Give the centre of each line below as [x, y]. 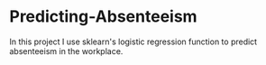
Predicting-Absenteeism [103, 17]
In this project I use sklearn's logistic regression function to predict [133, 42]
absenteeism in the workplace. [66, 51]
